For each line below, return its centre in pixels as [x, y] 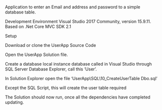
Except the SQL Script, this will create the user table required [66, 88]
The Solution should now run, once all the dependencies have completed [78, 97]
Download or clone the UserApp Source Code [51, 45]
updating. [15, 102]
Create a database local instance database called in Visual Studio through [79, 64]
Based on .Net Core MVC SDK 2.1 [38, 27]
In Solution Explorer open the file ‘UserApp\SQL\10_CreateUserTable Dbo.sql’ [81, 78]
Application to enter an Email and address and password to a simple [73, 7]
